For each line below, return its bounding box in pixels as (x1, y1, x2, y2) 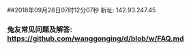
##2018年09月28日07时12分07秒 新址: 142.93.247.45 (7, 6, 156, 14)
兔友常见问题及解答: (7, 25, 73, 34)
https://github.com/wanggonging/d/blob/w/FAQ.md (7, 34, 184, 43)
